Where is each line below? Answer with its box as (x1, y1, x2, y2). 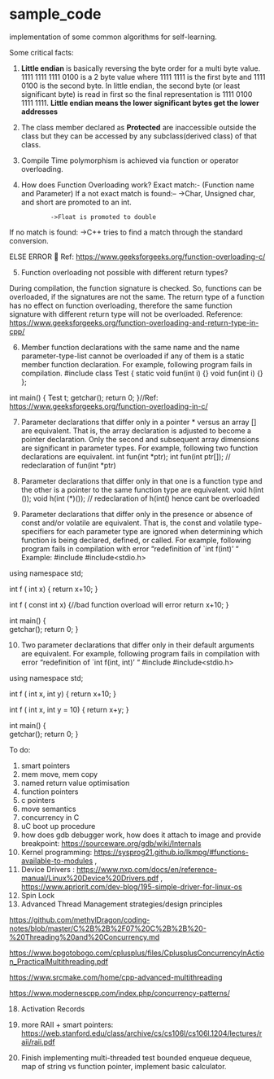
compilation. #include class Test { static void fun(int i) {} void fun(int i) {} (20, 368, 263, 378)
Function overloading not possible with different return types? (20, 267, 228, 277)
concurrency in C (20, 812, 80, 822)
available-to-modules (20, 856, 94, 866)
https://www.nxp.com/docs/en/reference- (76, 864, 218, 874)
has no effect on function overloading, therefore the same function (9, 300, 233, 310)
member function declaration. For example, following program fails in (20, 359, 253, 369)
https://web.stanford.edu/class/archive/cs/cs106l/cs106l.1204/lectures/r (20, 1028, 263, 1038)
